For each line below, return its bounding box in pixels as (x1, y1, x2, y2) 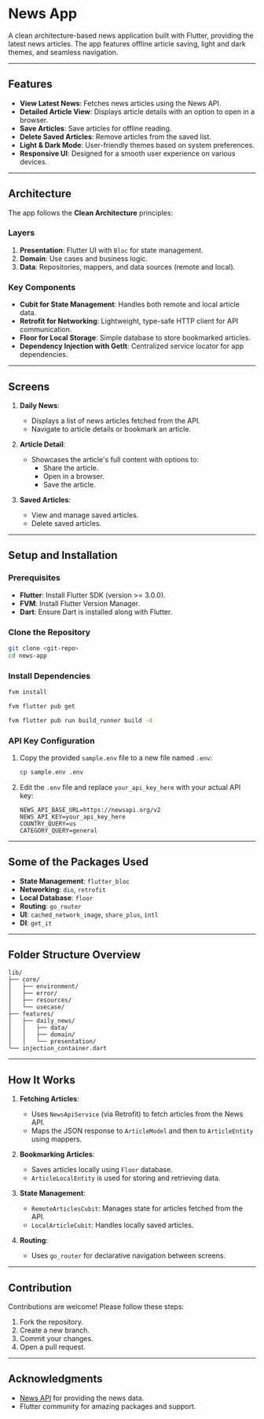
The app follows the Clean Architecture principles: (8, 208, 174, 217)
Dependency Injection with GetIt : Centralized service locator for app (19, 341, 244, 351)
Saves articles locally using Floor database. (31, 1165, 173, 1175)
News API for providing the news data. (19, 1393, 145, 1402)
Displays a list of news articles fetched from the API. (31, 416, 200, 425)
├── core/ (8, 976, 41, 983)
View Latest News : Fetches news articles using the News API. (19, 98, 222, 108)
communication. (19, 325, 72, 334)
